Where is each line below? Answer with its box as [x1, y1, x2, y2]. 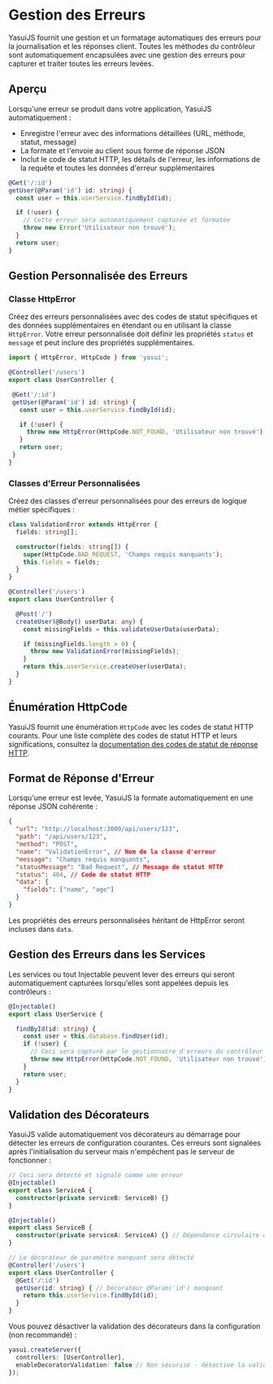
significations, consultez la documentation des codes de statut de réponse [8, 739, 258, 749]
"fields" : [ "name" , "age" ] [23, 885, 115, 894]
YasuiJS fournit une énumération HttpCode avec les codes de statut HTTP [8, 722, 254, 732]
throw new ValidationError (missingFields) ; [29, 648, 180, 656]
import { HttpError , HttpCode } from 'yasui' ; [8, 354, 169, 362]
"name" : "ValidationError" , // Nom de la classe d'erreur [15, 847, 217, 856]
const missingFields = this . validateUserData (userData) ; [23, 625, 220, 633]
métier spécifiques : [8, 505, 76, 515]
